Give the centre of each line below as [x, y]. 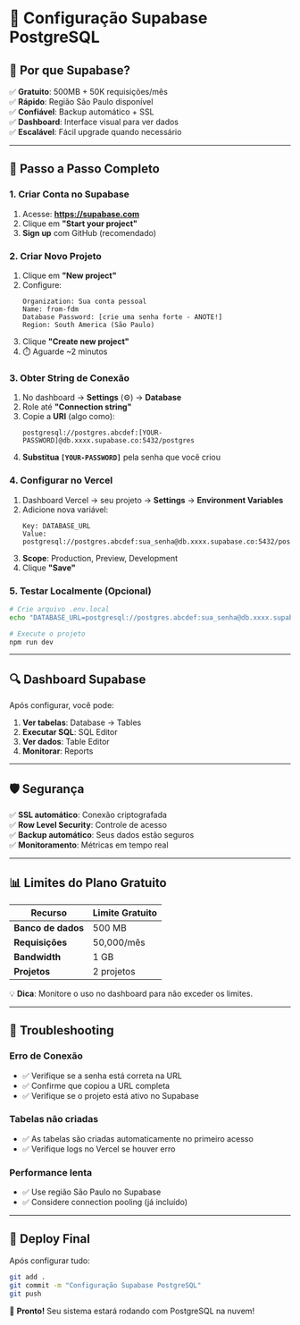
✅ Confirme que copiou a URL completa [96, 1085]
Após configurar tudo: [50, 1261]
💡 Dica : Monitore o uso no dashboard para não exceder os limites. [131, 993]
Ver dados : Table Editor [66, 742]
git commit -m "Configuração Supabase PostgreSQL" [105, 1285]
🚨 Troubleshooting [62, 1030]
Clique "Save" [49, 568]
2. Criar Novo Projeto [56, 256]
